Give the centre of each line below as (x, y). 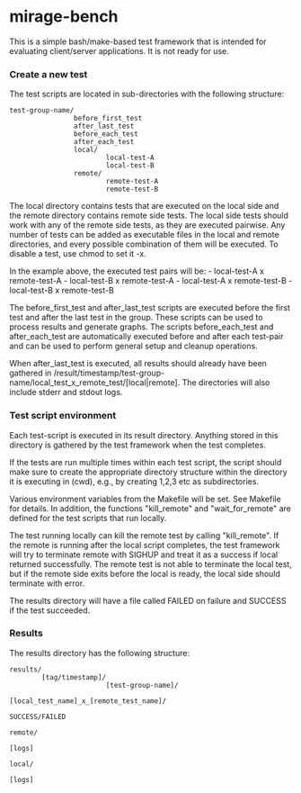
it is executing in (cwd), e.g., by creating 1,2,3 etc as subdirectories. (134, 481)
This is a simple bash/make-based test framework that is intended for (138, 41)
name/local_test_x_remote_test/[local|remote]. (95, 383)
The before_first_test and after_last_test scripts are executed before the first (150, 308)
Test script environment (63, 416)
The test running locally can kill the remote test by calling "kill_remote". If (144, 535)
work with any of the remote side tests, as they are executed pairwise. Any (147, 225)
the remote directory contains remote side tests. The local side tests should (149, 216)
